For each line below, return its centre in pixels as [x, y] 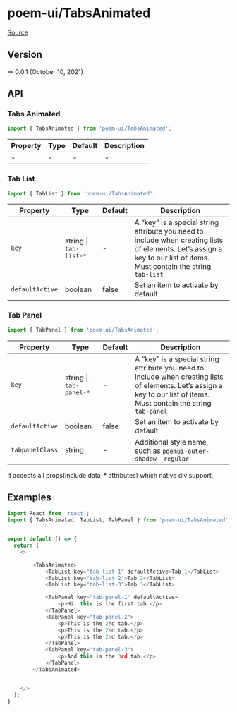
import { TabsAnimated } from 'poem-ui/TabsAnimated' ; [90, 128]
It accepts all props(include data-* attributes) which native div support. [110, 475]
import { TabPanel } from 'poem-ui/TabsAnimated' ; [83, 330]
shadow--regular [162, 459]
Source [18, 32]
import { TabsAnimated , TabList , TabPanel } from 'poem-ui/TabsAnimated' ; [120, 520]
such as [148, 451]
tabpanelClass [35, 450]
